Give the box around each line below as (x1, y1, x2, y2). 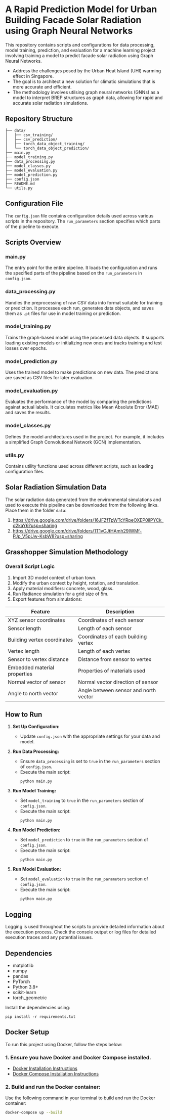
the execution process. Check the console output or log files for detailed (5, 929, 156, 935)
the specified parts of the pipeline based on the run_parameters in (5, 270, 142, 276)
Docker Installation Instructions (12, 1065, 77, 1071)
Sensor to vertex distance (8, 656, 69, 663)
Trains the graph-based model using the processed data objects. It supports (5, 334, 164, 340)
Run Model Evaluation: (12, 866, 62, 872)
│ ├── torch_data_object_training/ (5, 141, 85, 146)
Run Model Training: (12, 788, 57, 794)
